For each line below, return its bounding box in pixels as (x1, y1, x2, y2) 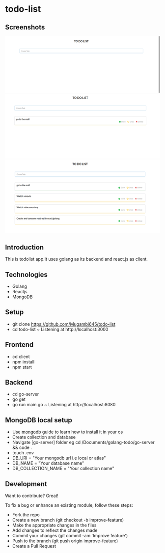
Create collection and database (12, 434, 76, 440)
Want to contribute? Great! (5, 493, 59, 499)
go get (12, 396, 26, 402)
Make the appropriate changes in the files (12, 522, 97, 528)
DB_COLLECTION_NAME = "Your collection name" (12, 466, 114, 471)
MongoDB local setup (5, 416, 72, 424)
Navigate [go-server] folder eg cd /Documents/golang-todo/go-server (12, 440, 155, 445)
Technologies (5, 270, 48, 278)
